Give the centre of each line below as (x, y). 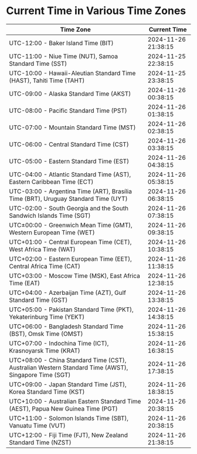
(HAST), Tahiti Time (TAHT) (47, 80)
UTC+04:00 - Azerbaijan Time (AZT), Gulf (67, 292)
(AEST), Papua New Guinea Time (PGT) (64, 408)
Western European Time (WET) (52, 232)
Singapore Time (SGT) (40, 375)
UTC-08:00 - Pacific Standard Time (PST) (68, 110)
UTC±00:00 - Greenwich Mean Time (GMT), (71, 225)
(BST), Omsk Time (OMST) (46, 334)
